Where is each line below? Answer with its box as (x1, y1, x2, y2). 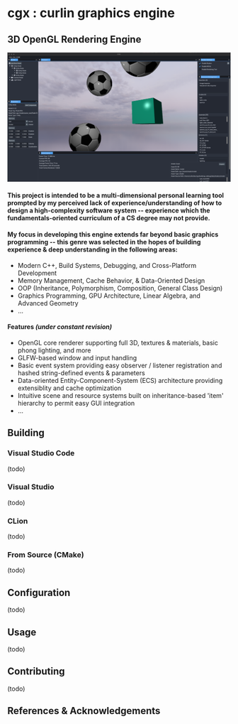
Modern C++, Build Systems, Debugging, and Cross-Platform (17, 261, 197, 269)
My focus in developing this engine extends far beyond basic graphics (7, 230, 219, 239)
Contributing (7, 666, 65, 678)
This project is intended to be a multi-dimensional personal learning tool (7, 191, 225, 200)
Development (17, 269, 57, 277)
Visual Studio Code (7, 448, 75, 458)
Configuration (7, 586, 71, 598)
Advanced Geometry (17, 298, 79, 307)
